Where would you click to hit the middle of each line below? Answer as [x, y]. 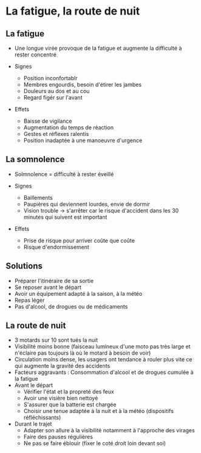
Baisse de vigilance [48, 121]
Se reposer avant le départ [48, 287]
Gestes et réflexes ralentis [56, 134]
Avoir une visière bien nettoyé [61, 398]
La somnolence [35, 159]
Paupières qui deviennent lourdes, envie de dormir [87, 204]
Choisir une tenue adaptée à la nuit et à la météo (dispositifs [99, 411]
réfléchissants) [42, 418]
